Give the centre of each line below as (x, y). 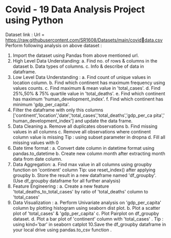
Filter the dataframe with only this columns (58, 110)
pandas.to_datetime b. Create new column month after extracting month (89, 153)
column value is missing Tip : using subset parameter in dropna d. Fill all (89, 137)
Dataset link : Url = (25, 34)
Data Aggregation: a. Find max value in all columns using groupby (82, 164)
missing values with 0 (36, 143)
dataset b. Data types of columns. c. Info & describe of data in (78, 66)
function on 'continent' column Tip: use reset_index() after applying (84, 170)
